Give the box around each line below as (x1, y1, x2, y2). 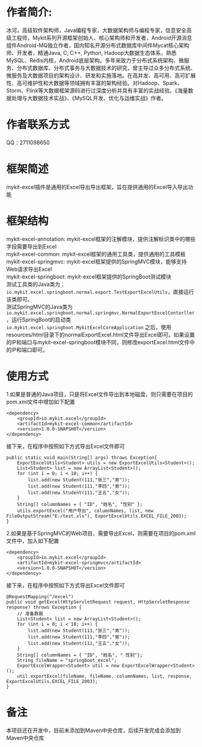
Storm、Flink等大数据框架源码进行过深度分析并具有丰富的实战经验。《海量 (6, 87, 188, 94)
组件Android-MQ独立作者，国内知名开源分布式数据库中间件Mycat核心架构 (6, 42, 189, 49)
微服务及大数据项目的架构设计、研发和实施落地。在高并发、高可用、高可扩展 (6, 72, 196, 79)
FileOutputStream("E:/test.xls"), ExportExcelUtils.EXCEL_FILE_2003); (6, 513, 187, 519)
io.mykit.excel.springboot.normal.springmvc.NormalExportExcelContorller (6, 310, 195, 316)
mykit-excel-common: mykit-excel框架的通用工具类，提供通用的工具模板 (6, 250, 186, 257)
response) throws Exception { (6, 604, 82, 610)
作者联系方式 (6, 118, 70, 131)
